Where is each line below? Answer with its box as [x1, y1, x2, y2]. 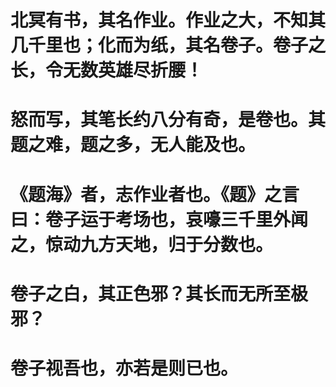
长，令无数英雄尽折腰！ [10, 59, 204, 82]
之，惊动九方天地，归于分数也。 [10, 233, 274, 256]
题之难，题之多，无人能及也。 [10, 134, 257, 156]
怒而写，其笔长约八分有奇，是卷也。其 [10, 109, 327, 131]
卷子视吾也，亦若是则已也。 [10, 357, 239, 380]
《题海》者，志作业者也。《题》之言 [10, 183, 300, 206]
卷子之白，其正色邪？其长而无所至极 [10, 282, 309, 305]
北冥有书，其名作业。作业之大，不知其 [10, 9, 327, 32]
